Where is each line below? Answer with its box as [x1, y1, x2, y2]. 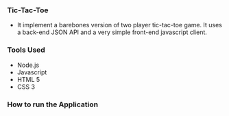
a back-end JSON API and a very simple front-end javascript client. [16, 28, 208, 36]
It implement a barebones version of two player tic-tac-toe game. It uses [16, 21, 223, 29]
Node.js [16, 61, 40, 69]
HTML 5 [16, 75, 40, 83]
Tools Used [7, 45, 46, 55]
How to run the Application [7, 100, 98, 109]
